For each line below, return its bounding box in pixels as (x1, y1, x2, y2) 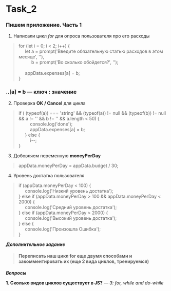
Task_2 (6, 3, 37, 15)
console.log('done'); (30, 121, 73, 127)
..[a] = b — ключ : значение (6, 88, 77, 95)
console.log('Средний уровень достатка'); (25, 204, 117, 210)
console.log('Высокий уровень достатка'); (25, 215, 117, 221)
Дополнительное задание (6, 241, 66, 247)
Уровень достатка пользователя (13, 172, 85, 178)
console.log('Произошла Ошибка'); (25, 226, 101, 232)
